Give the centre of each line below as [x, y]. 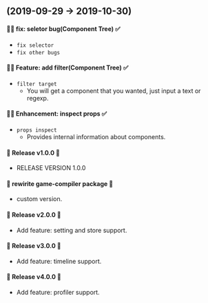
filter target [37, 84]
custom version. [39, 199]
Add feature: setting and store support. [72, 230]
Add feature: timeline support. [59, 261]
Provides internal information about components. [96, 137]
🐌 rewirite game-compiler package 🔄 [60, 184]
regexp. [38, 98]
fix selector [35, 45]
